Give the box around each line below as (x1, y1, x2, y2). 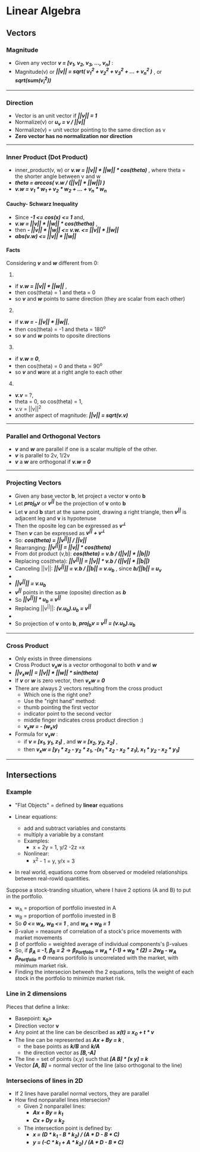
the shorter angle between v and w (14, 173, 101, 180)
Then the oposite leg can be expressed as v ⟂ (14, 521, 126, 529)
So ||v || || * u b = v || (14, 595, 61, 605)
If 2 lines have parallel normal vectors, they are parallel (14, 1090, 149, 1097)
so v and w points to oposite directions (14, 332, 111, 339)
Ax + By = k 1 (32, 1109, 64, 1117)
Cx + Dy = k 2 (32, 1117, 65, 1126)
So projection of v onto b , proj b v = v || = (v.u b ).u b (14, 619, 136, 629)
